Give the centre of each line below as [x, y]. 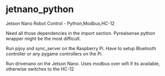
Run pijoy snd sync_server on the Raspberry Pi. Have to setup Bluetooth [81, 48]
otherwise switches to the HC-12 [40, 69]
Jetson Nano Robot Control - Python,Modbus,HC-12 [60, 23]
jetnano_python [40, 9]
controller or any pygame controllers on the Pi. [54, 54]
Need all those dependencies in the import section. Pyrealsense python [80, 33]
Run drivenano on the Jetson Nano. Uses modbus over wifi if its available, [83, 63]
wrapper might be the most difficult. [43, 39]
